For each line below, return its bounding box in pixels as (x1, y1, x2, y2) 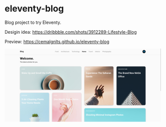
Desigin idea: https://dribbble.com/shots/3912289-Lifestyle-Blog (4, 29, 137, 35)
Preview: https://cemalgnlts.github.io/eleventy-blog (4, 38, 110, 45)
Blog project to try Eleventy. (4, 19, 61, 25)
